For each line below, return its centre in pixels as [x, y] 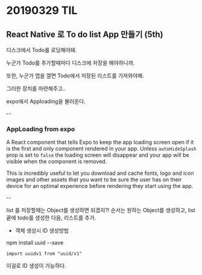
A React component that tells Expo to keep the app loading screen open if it [100, 142]
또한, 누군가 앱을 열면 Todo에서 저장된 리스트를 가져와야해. [75, 76]
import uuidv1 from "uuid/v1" [44, 254]
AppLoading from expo [41, 129]
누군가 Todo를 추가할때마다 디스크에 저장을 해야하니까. [71, 63]
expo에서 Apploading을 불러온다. [46, 101]
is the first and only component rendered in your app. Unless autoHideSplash [102, 149]
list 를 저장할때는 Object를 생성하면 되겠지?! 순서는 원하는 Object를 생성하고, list [101, 210]
